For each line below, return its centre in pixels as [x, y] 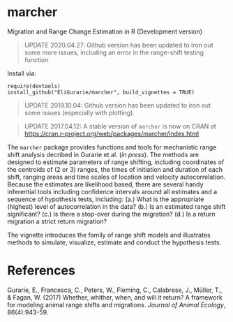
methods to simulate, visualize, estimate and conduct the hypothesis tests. [114, 242]
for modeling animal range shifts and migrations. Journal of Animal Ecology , [116, 305]
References [41, 271]
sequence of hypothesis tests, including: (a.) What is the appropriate [106, 199]
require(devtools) [34, 86]
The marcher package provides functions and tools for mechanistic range [112, 147]
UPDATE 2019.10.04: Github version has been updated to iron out [118, 105]
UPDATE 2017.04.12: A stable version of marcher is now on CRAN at [120, 126]
